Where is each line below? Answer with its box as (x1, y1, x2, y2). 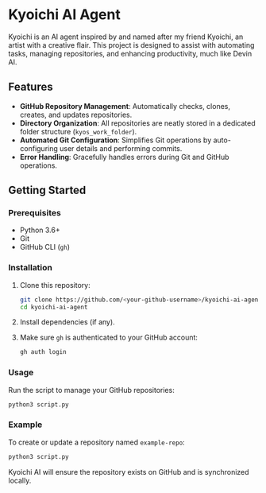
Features (8, 80, 53, 94)
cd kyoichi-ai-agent (19, 303, 88, 311)
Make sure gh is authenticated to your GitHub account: (19, 332, 199, 343)
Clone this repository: (19, 280, 91, 289)
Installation (8, 262, 53, 274)
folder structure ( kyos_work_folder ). (19, 126, 137, 136)
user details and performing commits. (59, 143, 183, 153)
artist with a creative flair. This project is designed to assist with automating (8, 40, 255, 49)
